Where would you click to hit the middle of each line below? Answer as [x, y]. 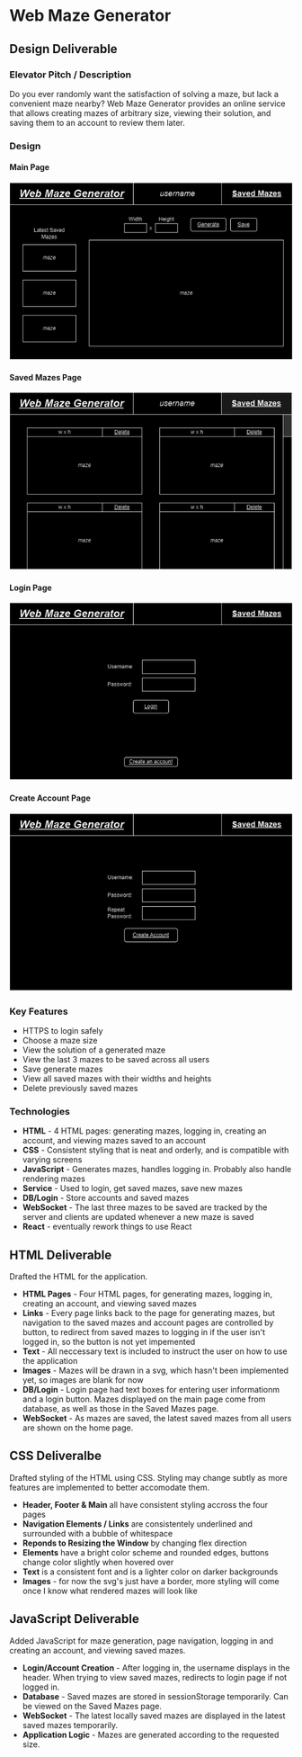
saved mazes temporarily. [70, 1725]
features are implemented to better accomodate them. [110, 1487]
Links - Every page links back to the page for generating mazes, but [149, 1313]
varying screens [52, 1160]
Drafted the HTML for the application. [79, 1277]
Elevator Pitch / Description [71, 75]
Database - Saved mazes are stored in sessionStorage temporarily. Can [155, 1696]
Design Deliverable [64, 49]
